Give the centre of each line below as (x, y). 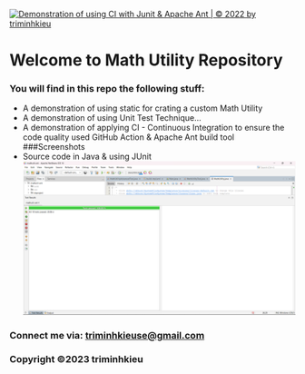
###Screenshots (54, 147)
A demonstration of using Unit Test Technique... (112, 118)
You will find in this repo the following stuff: (107, 89)
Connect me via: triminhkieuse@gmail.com (107, 335)
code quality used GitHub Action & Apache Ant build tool (128, 137)
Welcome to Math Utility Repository (146, 60)
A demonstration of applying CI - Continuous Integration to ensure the (153, 128)
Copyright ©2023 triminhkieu (76, 359)
